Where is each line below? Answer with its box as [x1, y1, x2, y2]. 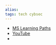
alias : [5, 7, 19, 12]
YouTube [12, 30, 30, 36]
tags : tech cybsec [5, 12, 43, 17]
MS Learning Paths [12, 25, 51, 31]
